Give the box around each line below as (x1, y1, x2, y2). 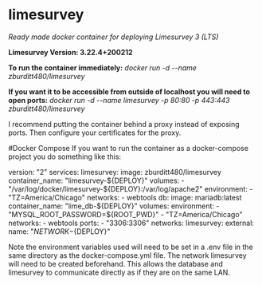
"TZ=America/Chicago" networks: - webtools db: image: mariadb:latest (8, 192, 242, 202)
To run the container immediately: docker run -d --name (8, 62, 197, 73)
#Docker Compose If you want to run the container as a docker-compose (8, 143, 249, 152)
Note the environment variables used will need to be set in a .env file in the (8, 242, 253, 251)
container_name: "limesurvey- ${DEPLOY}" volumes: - (8, 176, 185, 185)
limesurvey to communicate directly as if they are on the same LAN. (8, 267, 231, 277)
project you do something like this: (8, 152, 122, 161)
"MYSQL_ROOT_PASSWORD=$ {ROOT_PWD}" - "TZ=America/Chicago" (8, 209, 243, 219)
